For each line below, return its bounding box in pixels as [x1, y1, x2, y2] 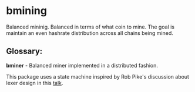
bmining [6, 4, 47, 17]
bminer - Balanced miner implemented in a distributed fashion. [6, 62, 159, 69]
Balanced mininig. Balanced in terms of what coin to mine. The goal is [6, 23, 175, 30]
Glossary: [6, 47, 43, 56]
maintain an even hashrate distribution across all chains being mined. [6, 29, 173, 36]
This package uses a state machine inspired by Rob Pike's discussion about [6, 73, 190, 80]
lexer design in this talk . [6, 79, 63, 86]
